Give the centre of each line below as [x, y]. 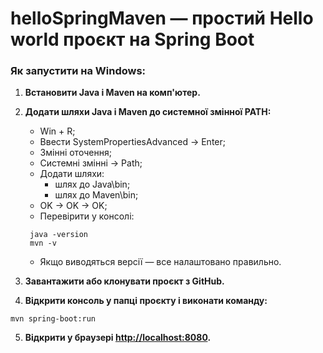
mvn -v [43, 243]
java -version [59, 235]
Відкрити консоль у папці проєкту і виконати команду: [146, 301]
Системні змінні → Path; [91, 163]
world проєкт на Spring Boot [132, 39]
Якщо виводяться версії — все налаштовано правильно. [160, 262]
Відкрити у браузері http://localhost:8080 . [118, 338]
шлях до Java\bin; [92, 184]
